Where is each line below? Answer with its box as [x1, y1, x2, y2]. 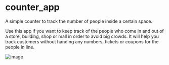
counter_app [5, 2, 60, 13]
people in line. [5, 44, 35, 50]
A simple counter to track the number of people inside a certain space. [5, 18, 153, 24]
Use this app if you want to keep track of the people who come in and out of [5, 28, 164, 34]
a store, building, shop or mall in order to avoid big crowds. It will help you [5, 33, 159, 39]
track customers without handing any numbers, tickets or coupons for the [5, 38, 159, 44]
